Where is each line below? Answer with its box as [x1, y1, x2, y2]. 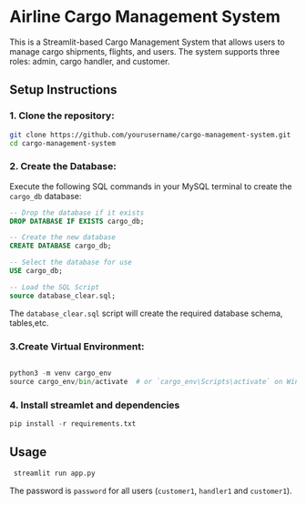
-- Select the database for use [9, 258, 132, 268]
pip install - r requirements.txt [9, 419, 137, 429]
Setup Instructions [9, 82, 117, 97]
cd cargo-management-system [9, 138, 117, 147]
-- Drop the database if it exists [9, 207, 145, 217]
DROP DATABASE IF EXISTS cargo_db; [9, 217, 145, 226]
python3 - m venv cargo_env [9, 369, 112, 378]
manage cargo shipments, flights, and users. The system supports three [9, 45, 280, 56]
